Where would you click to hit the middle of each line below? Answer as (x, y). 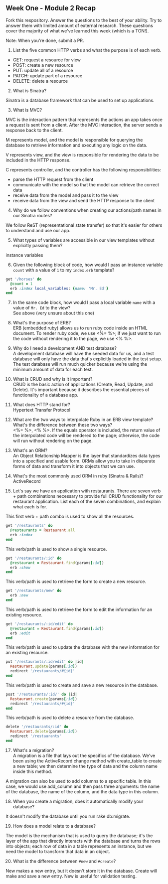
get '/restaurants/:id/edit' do (39, 624)
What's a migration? (33, 750)
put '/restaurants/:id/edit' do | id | (45, 662)
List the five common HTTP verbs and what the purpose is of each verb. (87, 50)
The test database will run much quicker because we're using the (80, 364)
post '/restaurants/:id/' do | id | (42, 694)
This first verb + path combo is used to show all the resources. (70, 516)
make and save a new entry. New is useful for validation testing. (71, 876)
